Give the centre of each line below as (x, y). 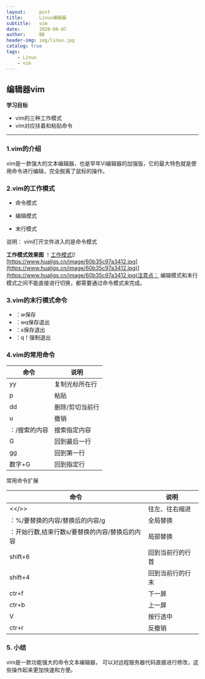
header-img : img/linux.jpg (41, 40)
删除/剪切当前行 (77, 407)
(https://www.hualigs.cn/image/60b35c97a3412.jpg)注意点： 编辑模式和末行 (102, 275)
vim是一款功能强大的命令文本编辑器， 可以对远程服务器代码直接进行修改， (100, 662)
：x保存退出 (30, 330)
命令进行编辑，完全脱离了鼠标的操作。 (59, 171)
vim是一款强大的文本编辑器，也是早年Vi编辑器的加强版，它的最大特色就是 (99, 163)
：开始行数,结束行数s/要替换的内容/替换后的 (72, 532)
